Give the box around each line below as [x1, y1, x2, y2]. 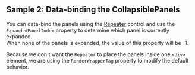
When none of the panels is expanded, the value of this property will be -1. [6, 39, 189, 46]
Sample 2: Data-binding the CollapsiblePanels [6, 5, 180, 15]
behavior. [6, 63, 29, 70]
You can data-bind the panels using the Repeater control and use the [6, 20, 175, 27]
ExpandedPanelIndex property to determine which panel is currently [6, 27, 169, 34]
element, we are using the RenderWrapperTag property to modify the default [6, 57, 189, 64]
